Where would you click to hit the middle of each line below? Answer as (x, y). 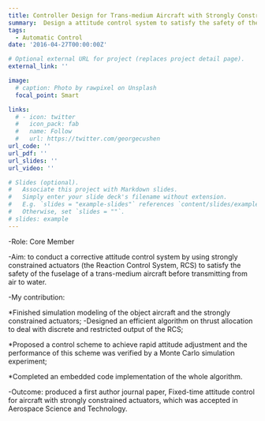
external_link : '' (38, 67)
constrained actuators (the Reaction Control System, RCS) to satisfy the (125, 265)
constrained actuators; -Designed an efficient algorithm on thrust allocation (131, 321)
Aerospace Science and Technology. (68, 408)
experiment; (28, 361)
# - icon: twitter (46, 117)
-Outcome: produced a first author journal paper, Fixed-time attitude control (131, 392)
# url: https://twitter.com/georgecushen (88, 139)
